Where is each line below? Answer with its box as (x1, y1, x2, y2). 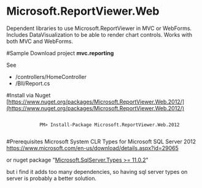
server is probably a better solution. (6, 175, 97, 182)
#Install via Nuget (6, 91, 51, 99)
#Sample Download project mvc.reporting (6, 49, 114, 56)
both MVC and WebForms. (6, 37, 74, 45)
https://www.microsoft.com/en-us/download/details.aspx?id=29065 (6, 144, 179, 151)
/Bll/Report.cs (15, 80, 50, 87)
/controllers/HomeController (15, 73, 87, 80)
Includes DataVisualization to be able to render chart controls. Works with (6, 31, 192, 38)
